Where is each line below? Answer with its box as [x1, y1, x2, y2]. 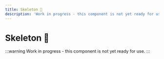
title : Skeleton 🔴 [5, 7, 42, 12]
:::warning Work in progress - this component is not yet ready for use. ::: [5, 48, 150, 54]
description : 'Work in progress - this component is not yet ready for [5, 12, 154, 16]
